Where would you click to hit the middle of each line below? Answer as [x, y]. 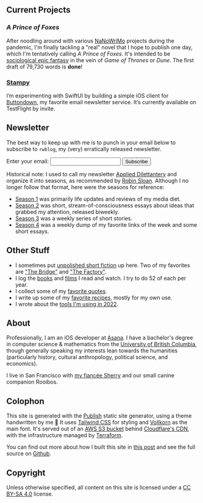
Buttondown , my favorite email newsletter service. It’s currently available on [101, 102]
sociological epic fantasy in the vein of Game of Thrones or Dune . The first [100, 60]
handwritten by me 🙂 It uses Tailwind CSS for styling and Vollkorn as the [97, 423]
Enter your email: [28, 161]
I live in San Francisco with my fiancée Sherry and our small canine [91, 376]
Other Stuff [28, 250]
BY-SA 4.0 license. [30, 494]
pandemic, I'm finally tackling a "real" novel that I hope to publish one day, [100, 47]
